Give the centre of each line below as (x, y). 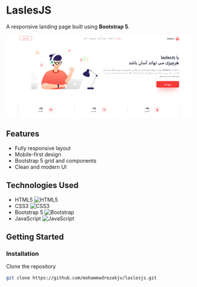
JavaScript (28, 218)
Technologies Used (42, 185)
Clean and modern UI (40, 167)
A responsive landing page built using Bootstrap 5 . (68, 27)
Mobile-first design (38, 154)
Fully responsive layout (42, 148)
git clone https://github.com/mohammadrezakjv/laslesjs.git (82, 278)
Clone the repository (31, 266)
